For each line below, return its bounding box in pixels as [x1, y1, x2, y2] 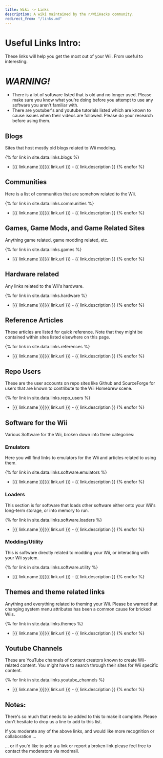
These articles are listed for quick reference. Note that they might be [5, 329, 143, 335]
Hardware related [5, 270, 60, 278]
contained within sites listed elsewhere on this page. [5, 334, 111, 340]
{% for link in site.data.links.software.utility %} [5, 564, 99, 570]
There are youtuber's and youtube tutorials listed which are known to [12, 107, 151, 113]
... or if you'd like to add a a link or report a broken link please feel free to [5, 743, 151, 749]
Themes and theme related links [5, 588, 105, 596]
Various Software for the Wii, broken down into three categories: [5, 431, 135, 437]
